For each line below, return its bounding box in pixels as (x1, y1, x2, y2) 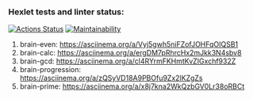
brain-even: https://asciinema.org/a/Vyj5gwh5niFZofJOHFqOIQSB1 (19, 40, 239, 49)
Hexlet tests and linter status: (8, 6, 125, 17)
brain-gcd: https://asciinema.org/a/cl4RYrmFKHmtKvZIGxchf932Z (19, 56, 236, 66)
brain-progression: (19, 65, 82, 74)
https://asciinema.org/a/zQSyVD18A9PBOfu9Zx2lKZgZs (19, 74, 203, 83)
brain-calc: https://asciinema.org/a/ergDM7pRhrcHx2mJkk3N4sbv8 (19, 48, 242, 58)
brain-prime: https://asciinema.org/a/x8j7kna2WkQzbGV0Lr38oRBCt (19, 82, 245, 91)
